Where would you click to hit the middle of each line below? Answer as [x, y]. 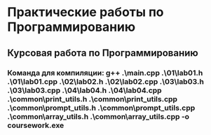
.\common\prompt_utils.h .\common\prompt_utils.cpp [101, 108]
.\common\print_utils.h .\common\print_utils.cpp [92, 99]
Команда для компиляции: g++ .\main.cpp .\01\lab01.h [105, 73]
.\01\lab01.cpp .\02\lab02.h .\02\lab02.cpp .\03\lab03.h [106, 81]
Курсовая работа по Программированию [103, 53]
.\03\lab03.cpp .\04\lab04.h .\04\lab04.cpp [85, 90]
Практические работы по [86, 12]
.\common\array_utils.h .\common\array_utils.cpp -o [98, 116]
